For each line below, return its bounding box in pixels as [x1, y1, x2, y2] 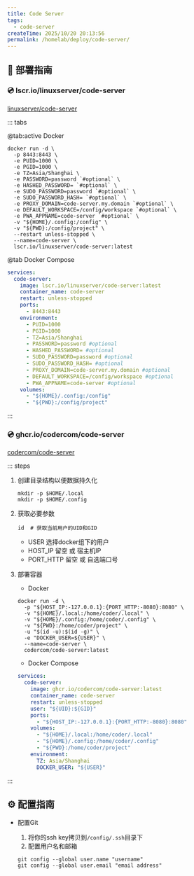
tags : [7, 17, 23, 24]
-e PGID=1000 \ [13, 163, 58, 170]
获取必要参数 [17, 509, 55, 518]
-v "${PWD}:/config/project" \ [13, 225, 105, 232]
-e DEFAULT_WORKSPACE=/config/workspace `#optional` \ [13, 206, 177, 214]
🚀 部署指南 [7, 64, 53, 76]
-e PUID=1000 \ [13, 157, 58, 165]
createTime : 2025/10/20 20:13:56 [7, 29, 105, 37]
